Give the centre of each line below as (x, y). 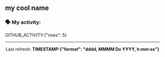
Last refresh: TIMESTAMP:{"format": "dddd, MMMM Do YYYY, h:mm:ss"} (82, 49)
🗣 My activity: (23, 23)
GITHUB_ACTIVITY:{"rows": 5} (36, 35)
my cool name (27, 8)
